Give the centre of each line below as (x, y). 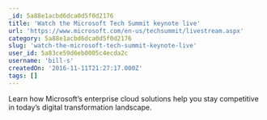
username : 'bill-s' (41, 61)
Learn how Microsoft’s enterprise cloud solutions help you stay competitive (133, 98)
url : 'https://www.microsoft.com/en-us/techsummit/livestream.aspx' (126, 31)
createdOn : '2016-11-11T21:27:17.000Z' (76, 68)
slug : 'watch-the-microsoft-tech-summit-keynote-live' (103, 46)
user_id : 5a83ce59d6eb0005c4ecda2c (68, 53)
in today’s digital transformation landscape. (80, 107)
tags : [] (23, 76)
